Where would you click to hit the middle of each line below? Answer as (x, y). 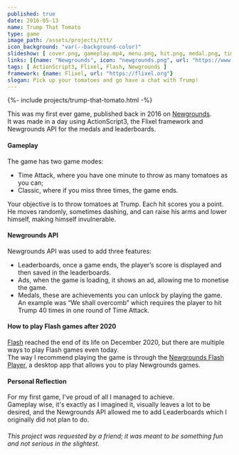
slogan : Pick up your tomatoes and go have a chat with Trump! (103, 80)
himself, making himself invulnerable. (62, 219)
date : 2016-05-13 (33, 21)
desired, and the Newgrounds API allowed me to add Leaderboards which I (117, 412)
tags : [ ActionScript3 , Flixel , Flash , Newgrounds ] (87, 67)
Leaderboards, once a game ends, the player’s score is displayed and (119, 264)
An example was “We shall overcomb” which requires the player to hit (119, 302)
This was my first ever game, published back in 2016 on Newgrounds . (110, 114)
